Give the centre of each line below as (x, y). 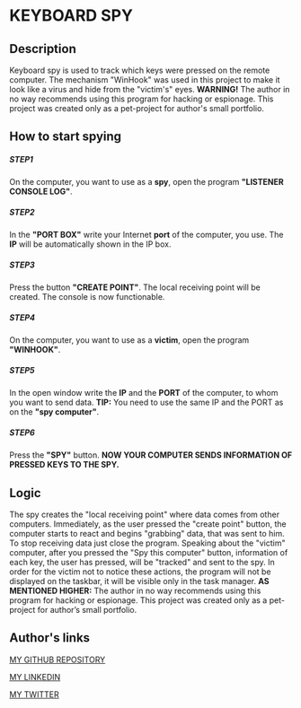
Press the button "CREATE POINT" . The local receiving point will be (135, 287)
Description (43, 49)
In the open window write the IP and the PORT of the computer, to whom (144, 393)
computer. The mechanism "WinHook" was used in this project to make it (145, 80)
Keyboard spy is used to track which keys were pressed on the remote (140, 70)
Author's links (50, 638)
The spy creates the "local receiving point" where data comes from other (145, 515)
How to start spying (66, 137)
